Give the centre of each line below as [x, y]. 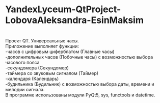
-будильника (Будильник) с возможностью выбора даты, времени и [80, 84]
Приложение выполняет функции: [42, 46]
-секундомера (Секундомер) [37, 68]
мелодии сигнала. [25, 90]
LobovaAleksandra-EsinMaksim [75, 20]
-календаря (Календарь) [32, 79]
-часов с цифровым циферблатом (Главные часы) [60, 51]
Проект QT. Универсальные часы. [42, 41]
